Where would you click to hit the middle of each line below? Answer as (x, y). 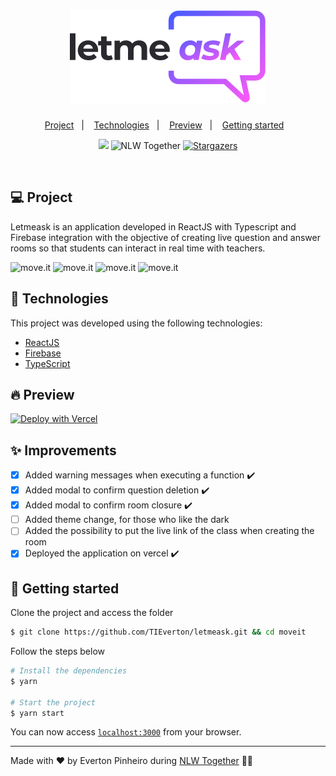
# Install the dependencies (69, 671)
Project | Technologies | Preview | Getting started (164, 125)
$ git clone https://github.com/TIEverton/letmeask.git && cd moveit (158, 632)
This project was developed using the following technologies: (136, 323)
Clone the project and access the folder (92, 613)
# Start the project (53, 702)
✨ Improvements (63, 450)
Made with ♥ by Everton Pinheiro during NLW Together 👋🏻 (132, 761)
